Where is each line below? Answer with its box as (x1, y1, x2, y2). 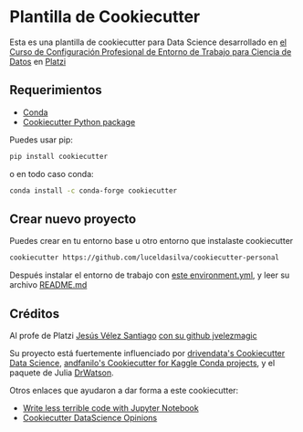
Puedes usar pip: (9, 134, 73, 145)
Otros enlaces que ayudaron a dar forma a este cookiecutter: (9, 385, 239, 395)
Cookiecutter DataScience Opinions (22, 413, 158, 423)
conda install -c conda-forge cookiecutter (9, 185, 178, 195)
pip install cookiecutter (9, 152, 108, 161)
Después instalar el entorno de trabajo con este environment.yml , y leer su (9, 269, 290, 280)
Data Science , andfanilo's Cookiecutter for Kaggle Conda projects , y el (9, 358, 276, 368)
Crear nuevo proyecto (9, 211, 137, 227)
